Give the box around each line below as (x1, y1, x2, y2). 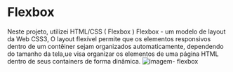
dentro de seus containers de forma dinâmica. (7, 57, 141, 65)
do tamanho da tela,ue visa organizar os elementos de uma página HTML (7, 50, 219, 58)
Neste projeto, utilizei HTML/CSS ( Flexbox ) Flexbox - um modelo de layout (7, 27, 226, 36)
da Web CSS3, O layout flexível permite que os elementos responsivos (7, 34, 211, 43)
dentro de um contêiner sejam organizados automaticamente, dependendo (7, 42, 224, 50)
